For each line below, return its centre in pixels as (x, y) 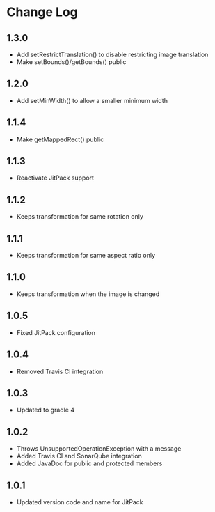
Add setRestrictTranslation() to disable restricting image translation (112, 54)
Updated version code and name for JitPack (80, 502)
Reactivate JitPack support (55, 178)
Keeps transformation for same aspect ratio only (86, 256)
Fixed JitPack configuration (56, 332)
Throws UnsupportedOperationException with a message (99, 449)
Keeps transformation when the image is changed (88, 294)
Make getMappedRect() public (60, 139)
